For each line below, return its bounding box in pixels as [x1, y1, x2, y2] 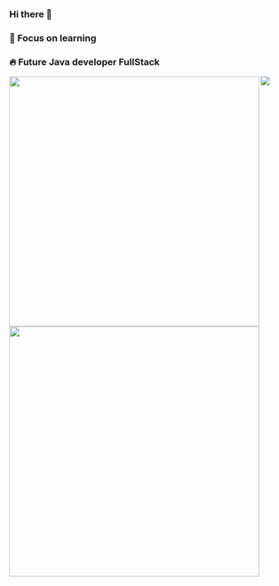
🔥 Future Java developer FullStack [9, 55, 160, 68]
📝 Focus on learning [9, 31, 97, 44]
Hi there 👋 [9, 8, 53, 20]
